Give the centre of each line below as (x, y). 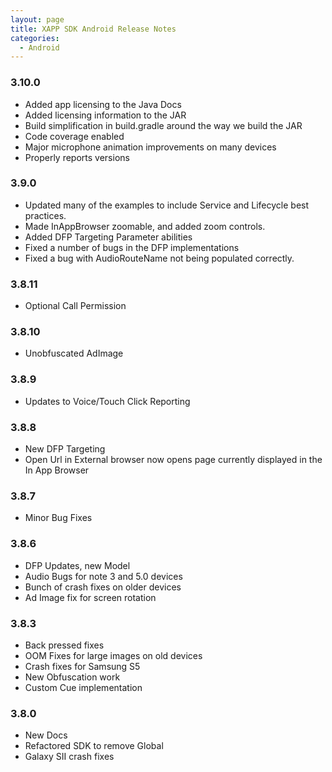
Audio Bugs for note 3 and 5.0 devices (103, 576)
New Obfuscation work (72, 677)
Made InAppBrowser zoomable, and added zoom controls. (145, 226)
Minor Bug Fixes (58, 518)
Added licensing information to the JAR (105, 115)
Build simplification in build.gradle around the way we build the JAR (163, 125)
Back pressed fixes (64, 645)
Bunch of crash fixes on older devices (103, 587)
